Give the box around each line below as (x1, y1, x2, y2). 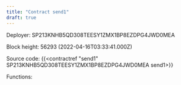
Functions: (6, 73, 33, 80)
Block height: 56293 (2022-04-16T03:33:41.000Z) (6, 43, 132, 50)
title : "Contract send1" (6, 8, 69, 15)
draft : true (6, 15, 36, 21)
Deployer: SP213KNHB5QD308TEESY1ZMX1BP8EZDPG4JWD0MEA (6, 31, 175, 38)
